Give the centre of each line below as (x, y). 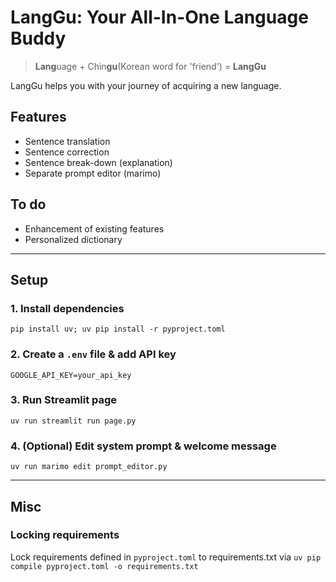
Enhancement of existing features (94, 228)
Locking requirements (65, 535)
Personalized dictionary (73, 239)
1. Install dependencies (67, 308)
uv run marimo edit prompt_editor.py (89, 467)
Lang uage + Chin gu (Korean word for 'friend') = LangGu (150, 66)
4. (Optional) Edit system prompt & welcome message (143, 446)
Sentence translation (67, 141)
